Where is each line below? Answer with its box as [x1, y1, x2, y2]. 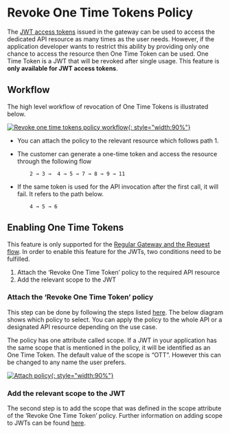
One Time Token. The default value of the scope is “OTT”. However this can [7, 350, 222, 359]
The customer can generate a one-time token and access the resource [16, 149, 218, 158]
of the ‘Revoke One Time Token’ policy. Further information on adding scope [7, 412, 223, 420]
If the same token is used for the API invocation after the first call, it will [16, 182, 218, 191]
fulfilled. [7, 255, 30, 263]
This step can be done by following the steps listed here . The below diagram [7, 308, 224, 316]
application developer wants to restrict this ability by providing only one [7, 42, 209, 50]
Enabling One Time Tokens [7, 222, 124, 233]
